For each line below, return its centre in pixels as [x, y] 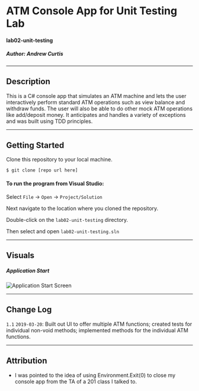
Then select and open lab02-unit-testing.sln [63, 231]
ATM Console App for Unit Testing [92, 11]
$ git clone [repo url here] [42, 170]
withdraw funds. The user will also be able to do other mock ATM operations [99, 109]
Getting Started [35, 145]
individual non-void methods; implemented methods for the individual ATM [97, 330]
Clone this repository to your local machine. [59, 160]
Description [28, 82]
